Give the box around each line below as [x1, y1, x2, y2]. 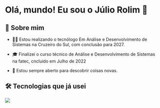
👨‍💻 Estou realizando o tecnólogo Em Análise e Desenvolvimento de [12, 36, 147, 42]
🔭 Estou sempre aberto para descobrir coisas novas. [12, 68, 118, 73]
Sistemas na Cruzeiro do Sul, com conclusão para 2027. [12, 42, 125, 47]
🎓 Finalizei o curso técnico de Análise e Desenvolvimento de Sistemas [12, 51, 155, 57]
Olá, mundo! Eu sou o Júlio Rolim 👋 [5, 4, 148, 15]
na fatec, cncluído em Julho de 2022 [12, 58, 86, 64]
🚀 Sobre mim [5, 24, 45, 32]
